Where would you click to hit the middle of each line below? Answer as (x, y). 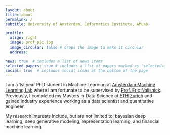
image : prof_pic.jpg (31, 43)
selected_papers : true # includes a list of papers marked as (72, 66)
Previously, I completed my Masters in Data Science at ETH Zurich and (79, 96)
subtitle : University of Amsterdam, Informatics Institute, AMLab (77, 24)
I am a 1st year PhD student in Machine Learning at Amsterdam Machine (80, 85)
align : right (24, 38)
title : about (19, 15)
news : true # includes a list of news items (54, 61)
